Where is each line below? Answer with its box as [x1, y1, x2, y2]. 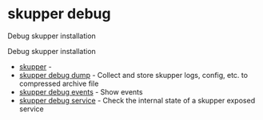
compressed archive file [18, 79, 99, 88]
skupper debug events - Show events [18, 87, 143, 96]
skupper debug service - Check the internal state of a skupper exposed [18, 95, 256, 105]
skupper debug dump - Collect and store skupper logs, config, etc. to [18, 70, 249, 79]
